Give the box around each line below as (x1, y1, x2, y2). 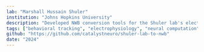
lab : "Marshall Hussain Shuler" (6, 8, 88, 15)
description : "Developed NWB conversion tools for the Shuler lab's (6, 20, 183, 26)
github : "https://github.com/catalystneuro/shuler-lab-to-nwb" (6, 31, 170, 37)
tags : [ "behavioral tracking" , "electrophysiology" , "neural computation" (6, 25, 200, 32)
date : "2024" (6, 36, 39, 42)
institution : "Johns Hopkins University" (6, 14, 113, 20)
